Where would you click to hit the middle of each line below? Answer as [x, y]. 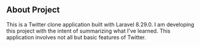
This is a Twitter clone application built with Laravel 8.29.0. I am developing [100, 24]
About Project [33, 10]
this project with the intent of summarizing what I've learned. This [88, 31]
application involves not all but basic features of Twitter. [76, 37]
